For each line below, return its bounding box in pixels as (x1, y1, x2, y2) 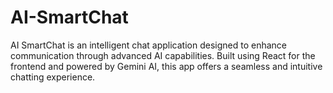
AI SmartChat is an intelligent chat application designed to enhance (10, 39, 288, 51)
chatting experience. (10, 71, 96, 83)
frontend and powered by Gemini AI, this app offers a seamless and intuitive (10, 60, 323, 72)
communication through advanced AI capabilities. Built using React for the (10, 49, 316, 61)
